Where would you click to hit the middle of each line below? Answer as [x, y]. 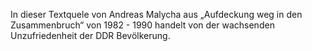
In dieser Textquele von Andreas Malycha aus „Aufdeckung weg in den [156, 14]
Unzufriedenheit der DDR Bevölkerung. [90, 35]
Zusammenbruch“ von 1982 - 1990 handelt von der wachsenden [142, 25]
